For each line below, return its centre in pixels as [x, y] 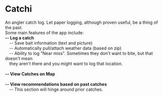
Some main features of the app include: [44, 32]
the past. [14, 27]
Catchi [19, 9]
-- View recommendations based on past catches [56, 84]
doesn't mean [19, 58]
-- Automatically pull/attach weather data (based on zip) [65, 48]
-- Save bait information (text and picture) [51, 43]
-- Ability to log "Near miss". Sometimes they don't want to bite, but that [81, 53]
